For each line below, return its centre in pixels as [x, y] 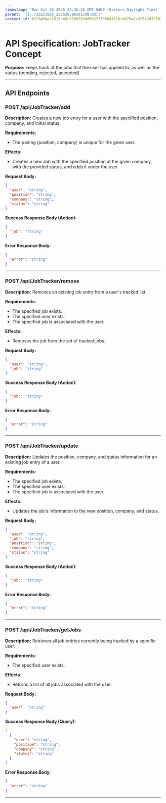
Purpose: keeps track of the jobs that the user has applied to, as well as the [82, 68]
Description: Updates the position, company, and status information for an [81, 457]
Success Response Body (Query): [41, 722]
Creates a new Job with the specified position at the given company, [82, 162]
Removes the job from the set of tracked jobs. [59, 341]
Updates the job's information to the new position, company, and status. [85, 511]
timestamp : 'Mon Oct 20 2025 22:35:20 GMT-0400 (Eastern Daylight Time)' [83, 10]
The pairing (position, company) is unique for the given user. [74, 142]
